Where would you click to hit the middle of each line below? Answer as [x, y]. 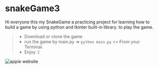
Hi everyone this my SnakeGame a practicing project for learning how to [78, 22]
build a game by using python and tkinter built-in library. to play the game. [79, 27]
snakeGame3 [32, 9]
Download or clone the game [53, 36]
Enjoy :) [32, 52]
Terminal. [34, 47]
